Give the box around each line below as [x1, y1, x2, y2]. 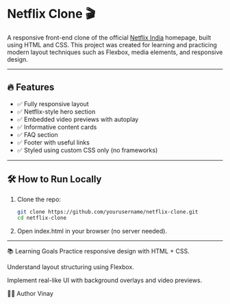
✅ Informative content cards [16, 123, 97, 131]
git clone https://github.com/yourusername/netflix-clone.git [16, 208, 199, 215]
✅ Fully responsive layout [16, 99, 89, 107]
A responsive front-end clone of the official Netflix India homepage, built [7, 33, 212, 42]
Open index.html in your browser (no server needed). [16, 227, 168, 236]
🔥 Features [7, 81, 55, 93]
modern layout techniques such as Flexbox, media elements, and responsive [7, 48, 223, 56]
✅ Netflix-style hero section [16, 107, 96, 116]
